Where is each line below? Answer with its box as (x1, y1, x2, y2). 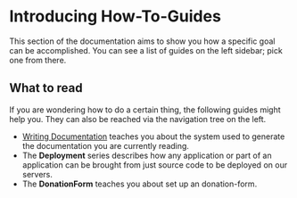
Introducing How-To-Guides (9, 6, 221, 27)
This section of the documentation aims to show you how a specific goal (9, 36, 276, 46)
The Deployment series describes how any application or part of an (21, 150, 272, 161)
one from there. (9, 54, 67, 65)
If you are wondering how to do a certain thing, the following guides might (9, 104, 281, 115)
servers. (21, 169, 54, 179)
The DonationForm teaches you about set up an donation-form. (21, 178, 258, 189)
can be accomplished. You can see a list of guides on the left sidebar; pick (9, 45, 283, 55)
